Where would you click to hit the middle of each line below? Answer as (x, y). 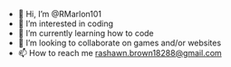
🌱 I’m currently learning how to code (86, 33)
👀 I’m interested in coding (66, 24)
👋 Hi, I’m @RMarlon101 (60, 14)
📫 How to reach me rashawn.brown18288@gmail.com (120, 53)
